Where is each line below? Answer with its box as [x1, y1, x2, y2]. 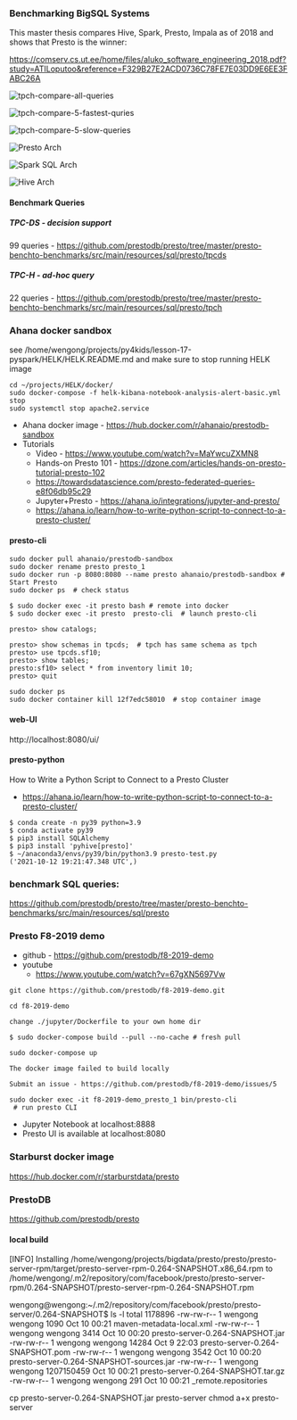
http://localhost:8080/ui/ [9, 734, 100, 745]
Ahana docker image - [21, 420, 105, 431]
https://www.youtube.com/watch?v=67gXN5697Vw [35, 969, 226, 979]
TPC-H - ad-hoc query [9, 270, 95, 281]
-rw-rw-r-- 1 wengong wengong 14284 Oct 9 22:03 [9, 1337, 199, 1349]
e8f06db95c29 [35, 486, 92, 497]
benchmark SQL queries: [9, 878, 120, 890]
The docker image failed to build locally [9, 1064, 169, 1073]
